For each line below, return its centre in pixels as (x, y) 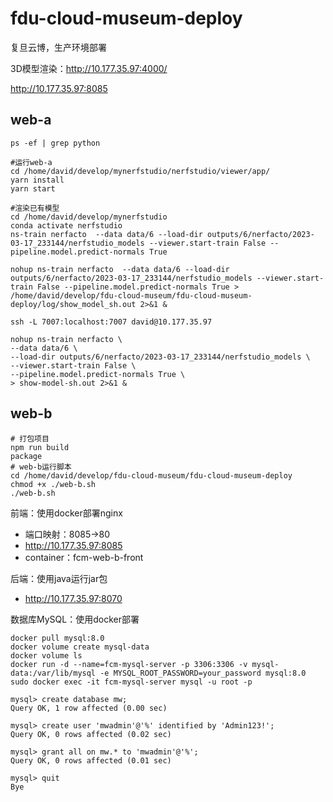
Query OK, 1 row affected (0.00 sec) (89, 708)
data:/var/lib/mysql (53, 673)
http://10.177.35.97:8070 (73, 598)
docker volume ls (46, 655)
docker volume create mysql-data (80, 647)
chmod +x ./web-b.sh (53, 484)
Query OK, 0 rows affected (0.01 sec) (91, 760)
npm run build (40, 447)
